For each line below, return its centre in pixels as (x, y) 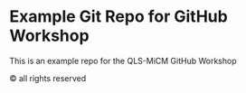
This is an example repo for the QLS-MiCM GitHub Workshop (123, 60)
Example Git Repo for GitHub (118, 17)
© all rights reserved (48, 78)
